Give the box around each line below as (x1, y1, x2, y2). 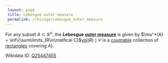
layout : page (7, 7, 35, 13)
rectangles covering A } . (5, 43, 54, 49)
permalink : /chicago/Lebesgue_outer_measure (7, 17, 102, 22)
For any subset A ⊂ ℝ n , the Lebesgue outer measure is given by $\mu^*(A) (5, 31, 163, 38)
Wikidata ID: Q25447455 (5, 52, 57, 58)
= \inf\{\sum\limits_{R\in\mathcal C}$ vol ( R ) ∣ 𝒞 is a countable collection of (5, 37, 159, 43)
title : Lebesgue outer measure (7, 12, 73, 17)
